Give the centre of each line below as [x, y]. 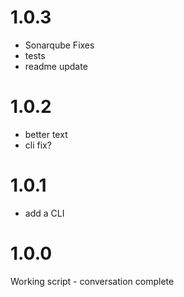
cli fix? [38, 145]
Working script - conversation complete [92, 281]
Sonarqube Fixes [59, 45]
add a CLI [44, 213]
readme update [56, 66]
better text [46, 134]
